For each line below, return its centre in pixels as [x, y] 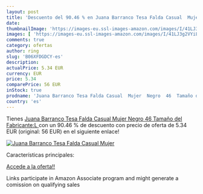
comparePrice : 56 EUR [34, 85]
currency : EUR [24, 74]
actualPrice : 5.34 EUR [35, 68]
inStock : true [24, 90]
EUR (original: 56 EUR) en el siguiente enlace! [63, 131]
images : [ [19, 34]
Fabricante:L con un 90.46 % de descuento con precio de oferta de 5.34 [97, 125]
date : [13, 23]
